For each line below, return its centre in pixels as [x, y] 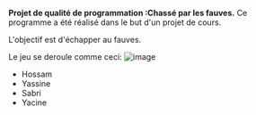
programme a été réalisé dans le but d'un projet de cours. [115, 22]
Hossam [37, 74]
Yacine [34, 103]
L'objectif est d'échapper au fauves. [75, 40]
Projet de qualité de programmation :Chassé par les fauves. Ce [128, 13]
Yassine [36, 83]
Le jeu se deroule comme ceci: [65, 57]
